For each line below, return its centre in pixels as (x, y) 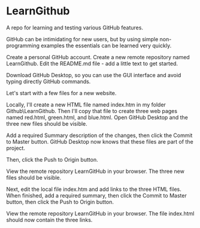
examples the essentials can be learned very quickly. (106, 45)
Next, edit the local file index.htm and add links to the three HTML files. (94, 189)
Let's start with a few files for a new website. (61, 93)
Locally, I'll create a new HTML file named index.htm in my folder (86, 104)
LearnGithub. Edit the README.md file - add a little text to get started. (92, 63)
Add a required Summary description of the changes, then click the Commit (99, 135)
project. (16, 148)
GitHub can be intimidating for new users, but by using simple (82, 39)
